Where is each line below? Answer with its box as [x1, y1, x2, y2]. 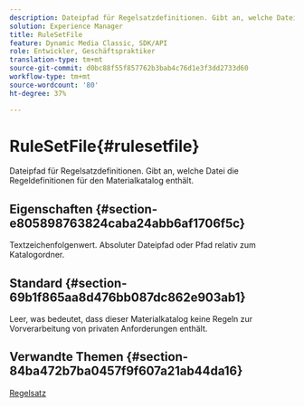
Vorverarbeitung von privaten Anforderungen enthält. [9, 323, 208, 335]
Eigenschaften [9, 201, 93, 217]
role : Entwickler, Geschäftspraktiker [9, 47, 156, 56]
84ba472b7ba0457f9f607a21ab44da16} [9, 364, 243, 379]
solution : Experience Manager [9, 22, 124, 31]
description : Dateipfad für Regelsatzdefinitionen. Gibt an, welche [9, 13, 273, 23]
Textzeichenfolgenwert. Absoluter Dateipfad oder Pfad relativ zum [9, 240, 256, 251]
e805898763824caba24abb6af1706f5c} [9, 215, 246, 231]
